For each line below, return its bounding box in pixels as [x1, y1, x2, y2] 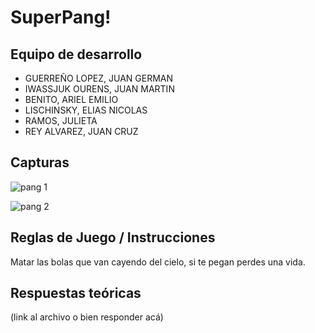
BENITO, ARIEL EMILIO [24, 94, 119, 105]
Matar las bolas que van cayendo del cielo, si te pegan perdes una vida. [10, 256, 306, 268]
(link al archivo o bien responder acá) [10, 311, 164, 323]
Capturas [10, 154, 70, 171]
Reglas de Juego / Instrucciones [10, 229, 216, 246]
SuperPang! [10, 6, 112, 29]
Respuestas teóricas [10, 285, 142, 302]
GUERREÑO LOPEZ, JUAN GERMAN [24, 72, 174, 84]
